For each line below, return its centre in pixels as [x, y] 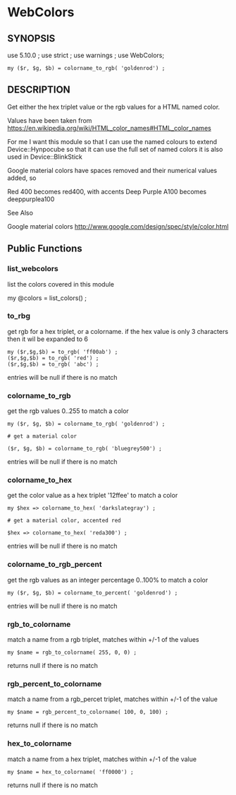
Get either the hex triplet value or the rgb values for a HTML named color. [114, 107]
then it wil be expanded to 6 [48, 339]
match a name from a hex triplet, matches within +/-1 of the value [102, 759]
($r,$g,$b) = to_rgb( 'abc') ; [53, 364]
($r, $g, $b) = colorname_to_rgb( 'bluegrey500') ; [85, 449]
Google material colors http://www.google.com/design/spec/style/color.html [118, 226]
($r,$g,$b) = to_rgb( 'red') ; [53, 358]
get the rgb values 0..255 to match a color [68, 411]
